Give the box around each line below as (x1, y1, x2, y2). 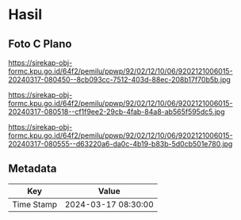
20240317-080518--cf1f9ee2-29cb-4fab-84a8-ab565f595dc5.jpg (8, 107, 225, 116)
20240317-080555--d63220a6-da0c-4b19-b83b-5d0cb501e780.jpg (8, 139, 233, 148)
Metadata (8, 162, 57, 176)
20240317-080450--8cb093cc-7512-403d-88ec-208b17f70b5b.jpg (8, 75, 231, 84)
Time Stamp (12, 199, 58, 210)
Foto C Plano (8, 37, 72, 51)
